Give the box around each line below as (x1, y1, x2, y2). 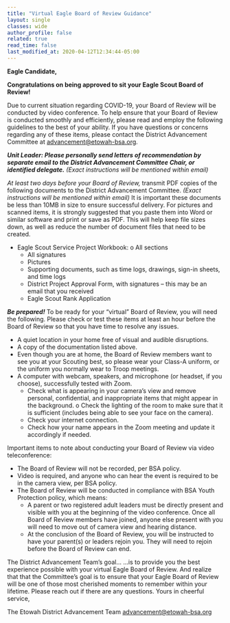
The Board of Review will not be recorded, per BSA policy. (16, 464, 181, 473)
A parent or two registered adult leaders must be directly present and (27, 501, 224, 509)
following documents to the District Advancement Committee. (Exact (7, 186, 201, 194)
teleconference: (7, 451, 52, 459)
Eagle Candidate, (7, 67, 57, 76)
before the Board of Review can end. (27, 544, 132, 553)
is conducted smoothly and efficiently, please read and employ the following (7, 115, 223, 124)
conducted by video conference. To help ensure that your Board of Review (7, 108, 218, 117)
